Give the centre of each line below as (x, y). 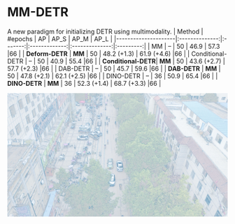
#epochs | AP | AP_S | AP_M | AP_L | (60, 38)
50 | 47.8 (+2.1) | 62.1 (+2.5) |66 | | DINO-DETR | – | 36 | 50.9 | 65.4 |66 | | (113, 76)
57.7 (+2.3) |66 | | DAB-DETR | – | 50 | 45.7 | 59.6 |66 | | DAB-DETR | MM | (114, 68)
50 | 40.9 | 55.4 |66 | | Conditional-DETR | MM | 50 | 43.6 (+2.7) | (131, 61)
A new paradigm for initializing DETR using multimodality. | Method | (105, 31)
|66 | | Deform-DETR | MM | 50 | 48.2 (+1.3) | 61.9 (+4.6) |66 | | (99, 54)
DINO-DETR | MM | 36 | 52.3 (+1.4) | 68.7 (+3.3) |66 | (84, 83)
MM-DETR (38, 12)
